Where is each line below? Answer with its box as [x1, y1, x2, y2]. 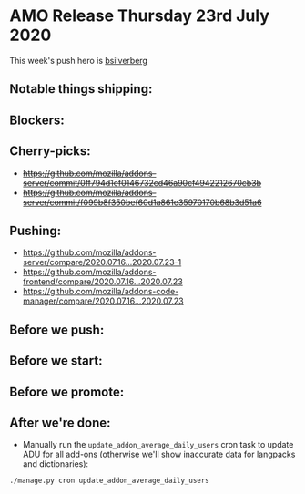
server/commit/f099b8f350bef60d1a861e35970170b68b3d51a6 [22, 197, 262, 208]
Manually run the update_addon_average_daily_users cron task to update [22, 439, 294, 450]
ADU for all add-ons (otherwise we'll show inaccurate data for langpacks [22, 448, 296, 460]
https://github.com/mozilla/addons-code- [22, 286, 179, 297]
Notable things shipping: [9, 81, 153, 97]
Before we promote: [9, 384, 125, 399]
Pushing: [9, 222, 62, 238]
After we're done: [9, 415, 111, 430]
